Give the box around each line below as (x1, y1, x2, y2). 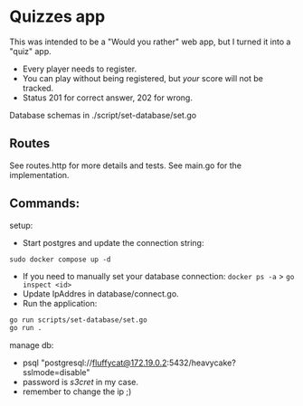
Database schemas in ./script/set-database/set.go (9, 109, 197, 120)
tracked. (22, 82, 54, 93)
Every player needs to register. (22, 63, 137, 74)
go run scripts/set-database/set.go (9, 315, 147, 325)
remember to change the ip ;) (22, 386, 132, 397)
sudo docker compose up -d (9, 255, 111, 264)
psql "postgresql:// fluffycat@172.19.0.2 (22, 357, 167, 368)
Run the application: (22, 297, 98, 308)
